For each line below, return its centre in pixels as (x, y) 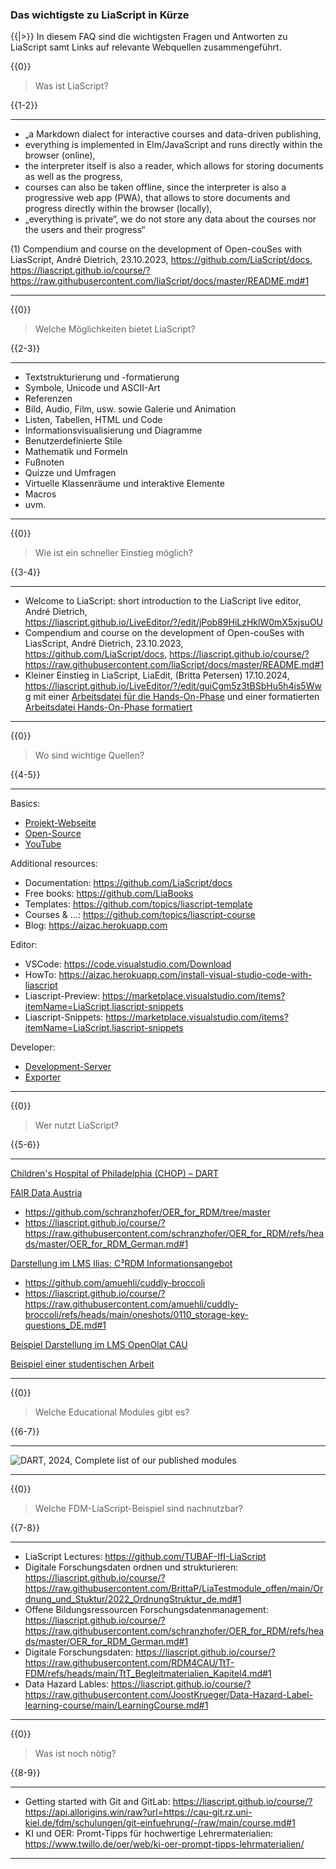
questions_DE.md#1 (65, 1325)
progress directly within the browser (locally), (118, 209)
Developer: (33, 1047)
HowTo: (40, 975)
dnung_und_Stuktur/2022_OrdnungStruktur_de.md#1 (133, 1599)
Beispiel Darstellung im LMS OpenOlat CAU (99, 1345)
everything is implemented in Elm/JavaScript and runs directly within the (173, 145)
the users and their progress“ (85, 230)
